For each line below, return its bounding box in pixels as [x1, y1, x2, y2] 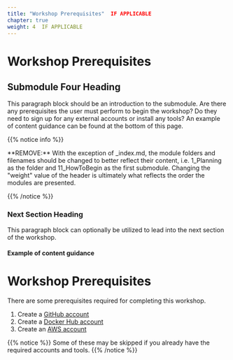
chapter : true [7, 17, 49, 24]
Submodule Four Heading [7, 81, 121, 93]
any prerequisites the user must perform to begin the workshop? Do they [7, 107, 218, 115]
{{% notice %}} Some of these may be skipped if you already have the [7, 338, 210, 347]
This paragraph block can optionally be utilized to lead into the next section [7, 225, 225, 234]
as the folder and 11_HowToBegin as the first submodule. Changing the [7, 164, 211, 172]
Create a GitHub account [17, 310, 90, 319]
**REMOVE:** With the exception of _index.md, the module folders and [7, 149, 216, 157]
